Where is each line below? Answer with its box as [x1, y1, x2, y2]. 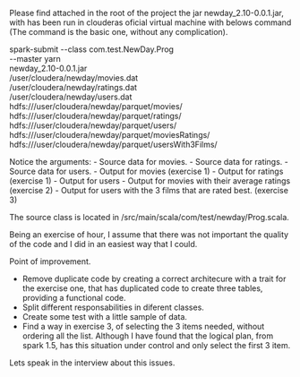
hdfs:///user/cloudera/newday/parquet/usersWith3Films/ [9, 139, 218, 150]
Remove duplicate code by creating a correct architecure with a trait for [21, 273, 287, 284]
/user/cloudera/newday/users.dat [9, 91, 133, 102]
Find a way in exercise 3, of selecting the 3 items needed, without [21, 321, 265, 331]
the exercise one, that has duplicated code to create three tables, [21, 283, 263, 294]
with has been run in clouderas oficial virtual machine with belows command [9, 17, 292, 28]
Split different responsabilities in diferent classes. [21, 302, 204, 313]
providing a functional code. [21, 293, 127, 303]
